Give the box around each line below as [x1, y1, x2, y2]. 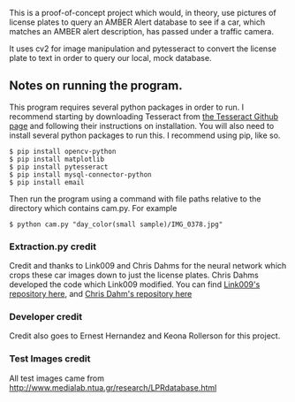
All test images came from [9, 373, 104, 383]
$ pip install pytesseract [9, 163, 109, 171]
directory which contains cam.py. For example [9, 202, 178, 213]
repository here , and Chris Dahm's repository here [9, 289, 193, 300]
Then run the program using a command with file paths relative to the [9, 193, 261, 204]
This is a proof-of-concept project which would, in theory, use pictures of [9, 8, 276, 18]
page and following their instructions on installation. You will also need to [9, 120, 275, 131]
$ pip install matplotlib [9, 155, 104, 163]
